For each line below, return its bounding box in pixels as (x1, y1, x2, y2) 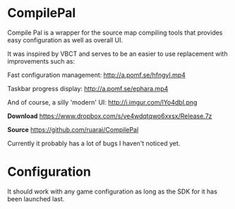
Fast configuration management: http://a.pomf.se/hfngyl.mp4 (7, 71, 186, 79)
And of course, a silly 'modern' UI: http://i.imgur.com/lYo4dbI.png (7, 97, 198, 107)
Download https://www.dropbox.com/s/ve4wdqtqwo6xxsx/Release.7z (7, 112, 212, 120)
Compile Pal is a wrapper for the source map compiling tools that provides (7, 28, 223, 37)
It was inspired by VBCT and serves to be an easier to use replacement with (7, 49, 228, 58)
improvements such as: (7, 56, 76, 65)
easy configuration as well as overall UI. (7, 35, 123, 44)
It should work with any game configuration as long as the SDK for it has (7, 187, 217, 196)
